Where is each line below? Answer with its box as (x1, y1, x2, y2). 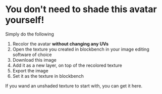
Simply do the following (5, 31, 55, 37)
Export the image (12, 67, 49, 74)
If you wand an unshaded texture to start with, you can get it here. (5, 82, 143, 89)
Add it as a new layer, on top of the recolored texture (12, 62, 122, 68)
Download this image (12, 57, 57, 63)
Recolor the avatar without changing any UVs (12, 40, 109, 46)
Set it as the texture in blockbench (12, 73, 84, 79)
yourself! (5, 14, 44, 26)
